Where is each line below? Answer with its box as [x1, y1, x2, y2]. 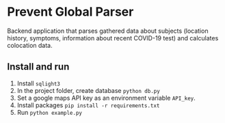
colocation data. [7, 41, 53, 49]
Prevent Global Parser [7, 4, 134, 20]
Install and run [7, 61, 70, 72]
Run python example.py [16, 108, 82, 116]
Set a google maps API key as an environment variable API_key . [16, 94, 196, 102]
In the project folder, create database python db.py [16, 86, 161, 94]
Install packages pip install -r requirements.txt [16, 100, 160, 109]
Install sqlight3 [16, 79, 60, 87]
